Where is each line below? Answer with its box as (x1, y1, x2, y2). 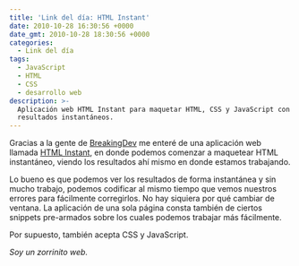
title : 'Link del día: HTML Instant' (9, 13, 150, 22)
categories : (9, 38, 54, 47)
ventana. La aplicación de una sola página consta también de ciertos (9, 202, 262, 213)
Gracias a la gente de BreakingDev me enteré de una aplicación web (9, 138, 262, 149)
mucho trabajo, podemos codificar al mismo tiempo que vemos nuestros (9, 184, 278, 194)
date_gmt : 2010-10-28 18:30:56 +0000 (9, 30, 150, 39)
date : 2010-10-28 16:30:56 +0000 (9, 21, 134, 30)
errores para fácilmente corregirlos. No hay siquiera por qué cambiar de (9, 193, 275, 204)
